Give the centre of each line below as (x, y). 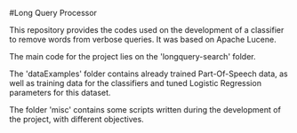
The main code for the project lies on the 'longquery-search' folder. (132, 56)
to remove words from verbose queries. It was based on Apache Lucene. (143, 39)
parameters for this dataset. (60, 93)
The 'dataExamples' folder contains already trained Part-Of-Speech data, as (149, 74)
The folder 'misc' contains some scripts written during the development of (145, 110)
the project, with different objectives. (76, 119)
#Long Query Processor (53, 13)
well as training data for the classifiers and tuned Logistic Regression (136, 83)
